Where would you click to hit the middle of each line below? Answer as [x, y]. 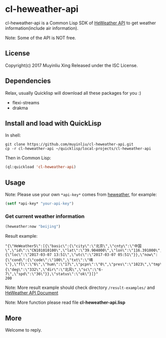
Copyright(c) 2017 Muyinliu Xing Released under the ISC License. [72, 65]
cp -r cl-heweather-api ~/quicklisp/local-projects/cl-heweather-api [78, 149]
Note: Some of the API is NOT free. [41, 38]
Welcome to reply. [23, 330]
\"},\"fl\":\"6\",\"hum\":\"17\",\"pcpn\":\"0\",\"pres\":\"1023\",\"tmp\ [84, 265]
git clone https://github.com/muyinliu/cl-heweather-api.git [69, 144]
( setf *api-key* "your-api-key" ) [40, 204]
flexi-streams [26, 102]
